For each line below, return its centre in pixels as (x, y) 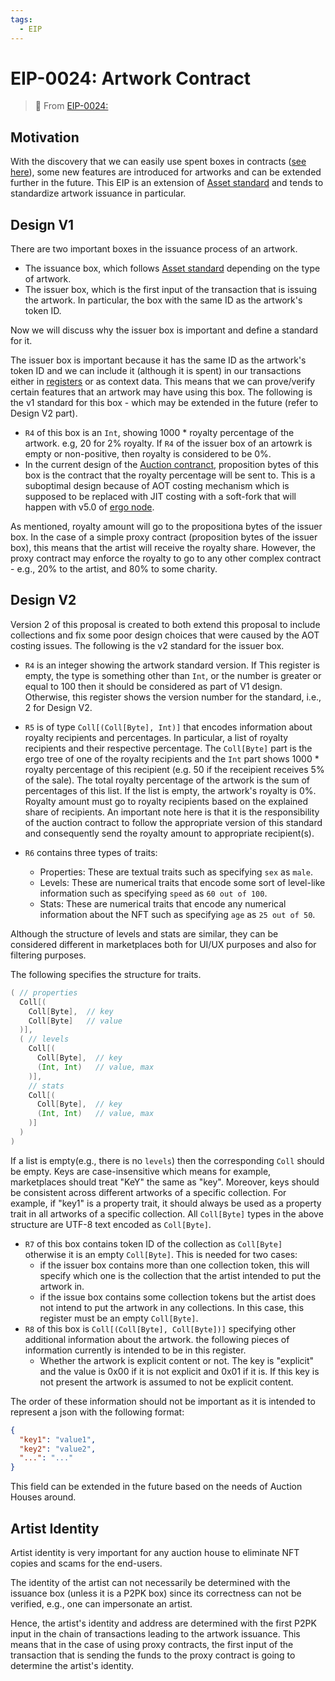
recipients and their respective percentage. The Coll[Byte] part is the (168, 748)
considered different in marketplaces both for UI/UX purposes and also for (163, 944)
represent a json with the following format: (97, 1412)
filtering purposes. (48, 955)
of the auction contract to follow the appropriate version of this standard (173, 822)
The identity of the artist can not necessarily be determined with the (150, 1582)
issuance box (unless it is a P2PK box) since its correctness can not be (156, 1593)
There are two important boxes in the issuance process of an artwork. (154, 249)
